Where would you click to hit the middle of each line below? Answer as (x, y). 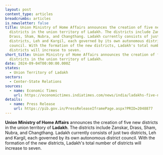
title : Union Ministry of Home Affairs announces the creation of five (79, 28)
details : (14, 100)
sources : (14, 86)
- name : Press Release (32, 104)
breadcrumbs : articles (28, 18)
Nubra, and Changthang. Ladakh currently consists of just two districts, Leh (81, 132)
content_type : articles (29, 14)
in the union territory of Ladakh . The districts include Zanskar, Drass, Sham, (81, 127)
